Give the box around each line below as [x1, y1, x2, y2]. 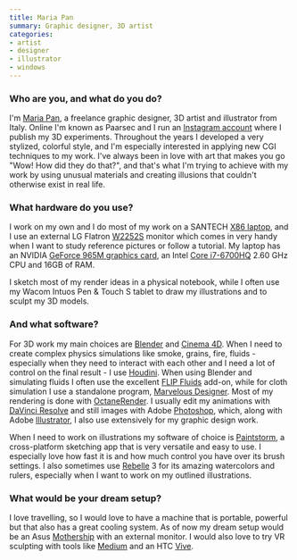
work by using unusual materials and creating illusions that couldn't [9, 170, 257, 180]
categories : [9, 29, 54, 38]
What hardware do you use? [9, 202, 134, 214]
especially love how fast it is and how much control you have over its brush [9, 450, 285, 461]
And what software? [9, 318, 99, 330]
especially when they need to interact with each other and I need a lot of [9, 357, 276, 368]
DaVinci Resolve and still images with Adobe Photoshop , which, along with [9, 405, 283, 415]
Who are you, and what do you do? [9, 92, 162, 104]
